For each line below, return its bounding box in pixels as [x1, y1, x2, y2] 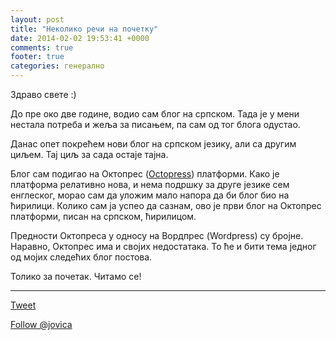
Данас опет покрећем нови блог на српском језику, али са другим [10, 138, 297, 150]
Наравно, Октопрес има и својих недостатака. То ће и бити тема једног [10, 241, 317, 252]
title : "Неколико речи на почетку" [10, 24, 159, 34]
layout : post [10, 14, 65, 25]
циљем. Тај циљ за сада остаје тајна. [10, 149, 169, 160]
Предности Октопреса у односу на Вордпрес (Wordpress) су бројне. [10, 230, 304, 241]
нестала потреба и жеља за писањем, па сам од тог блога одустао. [10, 119, 301, 130]
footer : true [10, 52, 65, 62]
